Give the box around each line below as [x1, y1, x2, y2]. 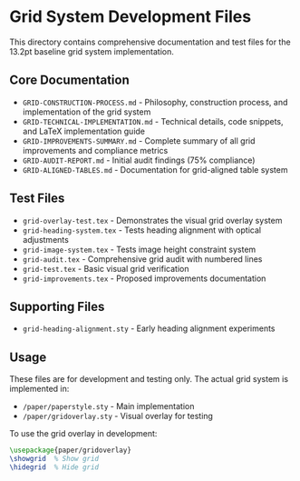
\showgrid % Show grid [9, 455, 100, 464]
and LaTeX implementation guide [22, 125, 146, 136]
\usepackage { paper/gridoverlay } [9, 446, 131, 456]
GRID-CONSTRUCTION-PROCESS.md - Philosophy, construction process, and [22, 96, 288, 107]
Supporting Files [9, 298, 105, 315]
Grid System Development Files [9, 6, 252, 27]
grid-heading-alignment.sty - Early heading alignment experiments [22, 323, 276, 334]
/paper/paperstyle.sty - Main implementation [22, 401, 195, 412]
